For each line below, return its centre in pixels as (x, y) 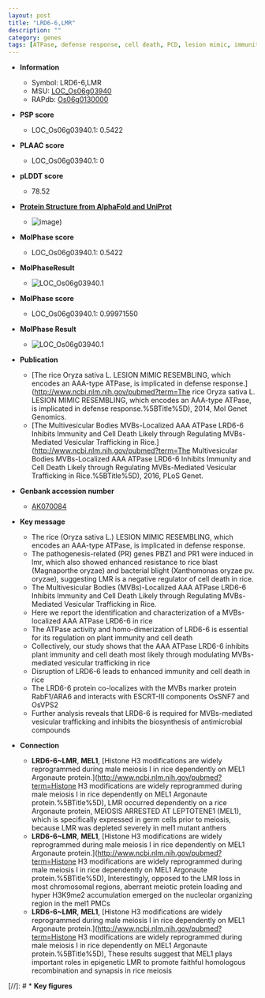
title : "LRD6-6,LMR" (42, 23)
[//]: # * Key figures (40, 986)
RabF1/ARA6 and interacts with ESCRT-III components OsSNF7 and (140, 697)
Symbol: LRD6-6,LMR (67, 83)
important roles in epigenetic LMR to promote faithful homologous (138, 962)
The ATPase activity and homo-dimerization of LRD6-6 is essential (140, 630)
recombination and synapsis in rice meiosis (101, 971)
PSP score (37, 115)
